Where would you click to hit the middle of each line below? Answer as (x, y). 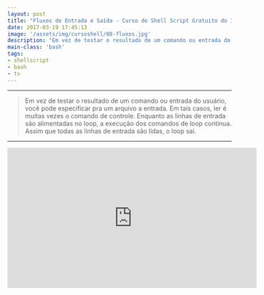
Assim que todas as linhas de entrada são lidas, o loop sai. (111, 131)
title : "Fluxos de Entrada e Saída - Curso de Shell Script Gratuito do (117, 21)
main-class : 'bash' (36, 47)
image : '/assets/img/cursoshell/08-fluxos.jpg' (79, 34)
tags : (15, 54)
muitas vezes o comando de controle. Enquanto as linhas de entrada (125, 115)
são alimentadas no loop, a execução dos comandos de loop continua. (128, 123)
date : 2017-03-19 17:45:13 (47, 27)
